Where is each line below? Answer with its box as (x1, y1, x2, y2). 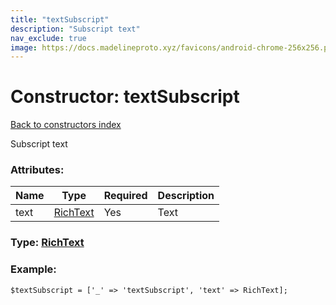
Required (103, 189, 148, 203)
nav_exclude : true (10, 33, 87, 43)
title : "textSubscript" (10, 14, 110, 25)
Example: (10, 262, 57, 276)
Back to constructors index (10, 119, 122, 131)
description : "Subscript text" (10, 24, 141, 34)
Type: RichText (10, 236, 85, 250)
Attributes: (10, 163, 65, 177)
